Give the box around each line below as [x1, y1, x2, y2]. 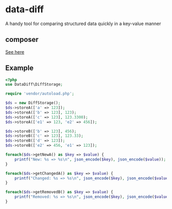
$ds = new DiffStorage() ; [5, 101, 60, 106]
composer [5, 35, 39, 44]
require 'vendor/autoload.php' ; [5, 91, 74, 97]
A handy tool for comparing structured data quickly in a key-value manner [5, 20, 161, 27]
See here [5, 49, 25, 55]
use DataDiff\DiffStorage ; [5, 82, 63, 87]
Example [5, 64, 34, 73]
